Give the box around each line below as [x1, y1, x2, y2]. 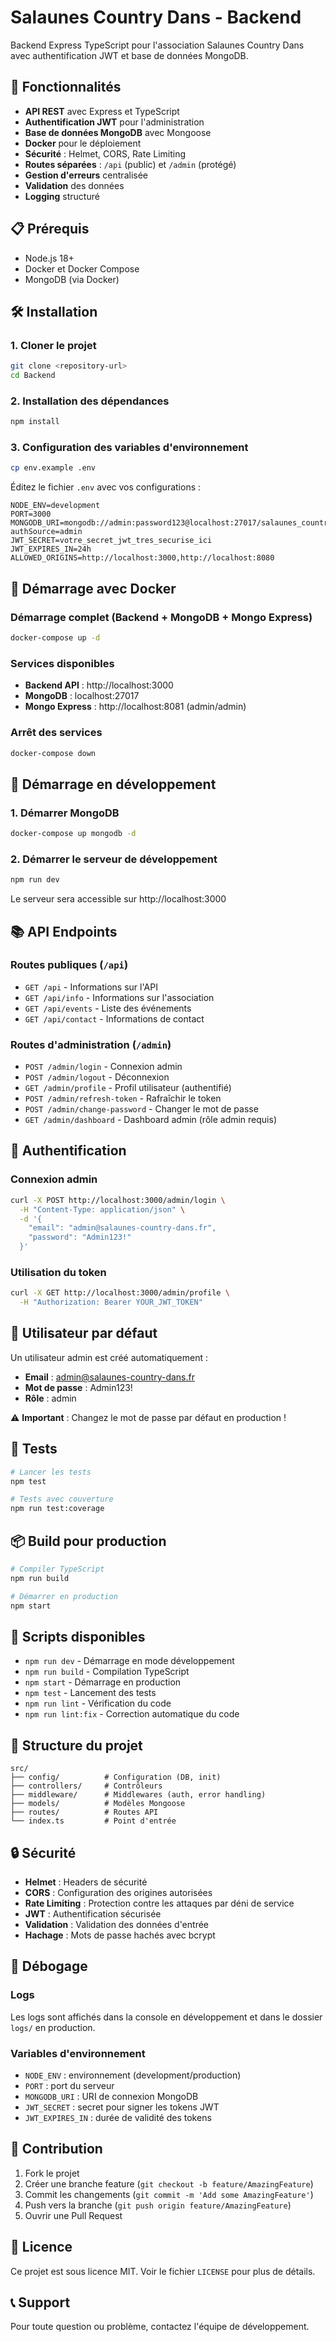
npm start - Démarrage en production [24, 1676, 182, 1688]
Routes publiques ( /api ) [10, 958, 129, 972]
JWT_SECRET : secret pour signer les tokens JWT [24, 2101, 220, 2113]
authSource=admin [10, 527, 83, 537]
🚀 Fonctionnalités [10, 79, 122, 96]
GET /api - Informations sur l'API [24, 981, 158, 993]
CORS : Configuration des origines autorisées [24, 1886, 213, 1898]
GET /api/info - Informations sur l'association [24, 991, 215, 1003]
